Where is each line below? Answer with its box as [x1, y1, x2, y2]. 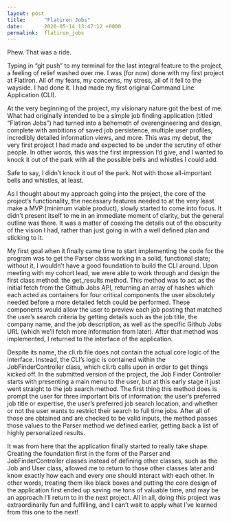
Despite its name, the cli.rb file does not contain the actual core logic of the [7, 348, 220, 357]
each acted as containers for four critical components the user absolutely [7, 291, 215, 299]
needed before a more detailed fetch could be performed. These [7, 298, 190, 307]
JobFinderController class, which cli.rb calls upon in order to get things [7, 363, 208, 371]
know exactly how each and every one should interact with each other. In [7, 472, 214, 480]
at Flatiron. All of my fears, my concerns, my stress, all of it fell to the [7, 77, 201, 85]
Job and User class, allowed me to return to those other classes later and [7, 464, 214, 472]
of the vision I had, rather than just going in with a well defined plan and [7, 226, 210, 234]
